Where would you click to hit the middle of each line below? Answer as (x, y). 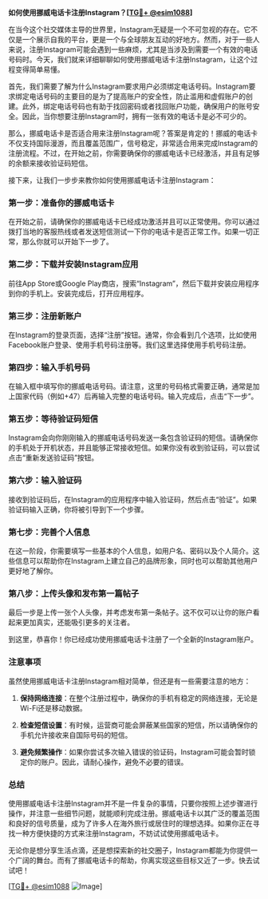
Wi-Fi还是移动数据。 (53, 708)
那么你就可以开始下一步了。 (67, 242)
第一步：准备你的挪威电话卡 (61, 203)
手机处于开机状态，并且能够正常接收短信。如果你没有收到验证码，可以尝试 (137, 448)
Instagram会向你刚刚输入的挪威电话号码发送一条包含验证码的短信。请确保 (130, 438)
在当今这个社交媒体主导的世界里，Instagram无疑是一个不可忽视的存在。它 (130, 30)
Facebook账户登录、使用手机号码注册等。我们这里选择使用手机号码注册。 (129, 345)
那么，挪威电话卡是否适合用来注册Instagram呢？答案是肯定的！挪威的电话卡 (133, 133)
